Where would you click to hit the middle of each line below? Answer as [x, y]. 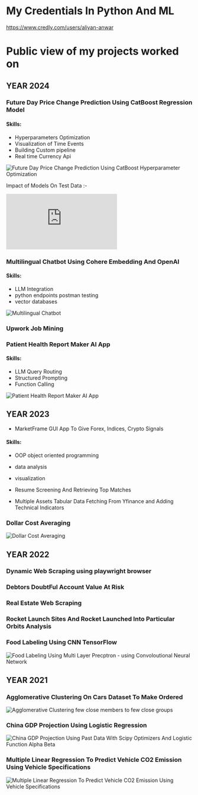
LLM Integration [34, 289]
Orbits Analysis [29, 627]
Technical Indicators [39, 507]
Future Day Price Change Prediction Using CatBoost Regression [99, 103]
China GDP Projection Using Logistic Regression [77, 726]
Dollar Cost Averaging [38, 523]
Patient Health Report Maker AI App [58, 344]
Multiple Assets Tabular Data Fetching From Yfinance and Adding [94, 501]
